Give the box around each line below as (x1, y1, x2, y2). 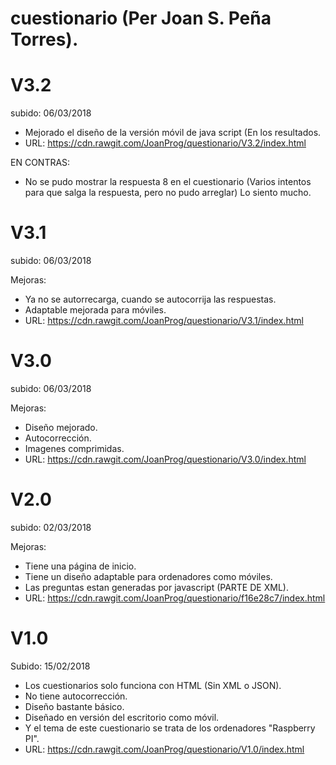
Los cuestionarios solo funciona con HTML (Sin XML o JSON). (24, 679, 282, 691)
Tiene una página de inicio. (24, 560, 137, 572)
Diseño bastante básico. (24, 700, 125, 712)
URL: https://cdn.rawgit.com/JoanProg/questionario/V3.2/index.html (24, 137, 307, 149)
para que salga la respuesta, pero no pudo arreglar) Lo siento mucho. (24, 187, 312, 199)
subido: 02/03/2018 (10, 521, 92, 533)
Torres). (10, 28, 79, 51)
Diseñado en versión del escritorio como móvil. (24, 711, 220, 723)
